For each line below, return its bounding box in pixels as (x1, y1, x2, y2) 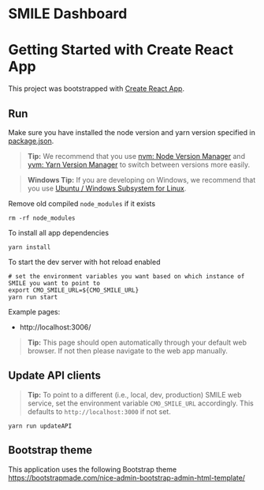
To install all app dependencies (8, 228, 109, 237)
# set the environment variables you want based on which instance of (8, 272, 245, 281)
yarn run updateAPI (8, 422, 73, 430)
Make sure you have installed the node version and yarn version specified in (8, 127, 256, 137)
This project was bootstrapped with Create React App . (8, 84, 185, 93)
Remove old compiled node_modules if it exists (8, 198, 156, 208)
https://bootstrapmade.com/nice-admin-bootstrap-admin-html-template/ (8, 473, 246, 482)
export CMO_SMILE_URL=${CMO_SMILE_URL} (8, 286, 139, 294)
